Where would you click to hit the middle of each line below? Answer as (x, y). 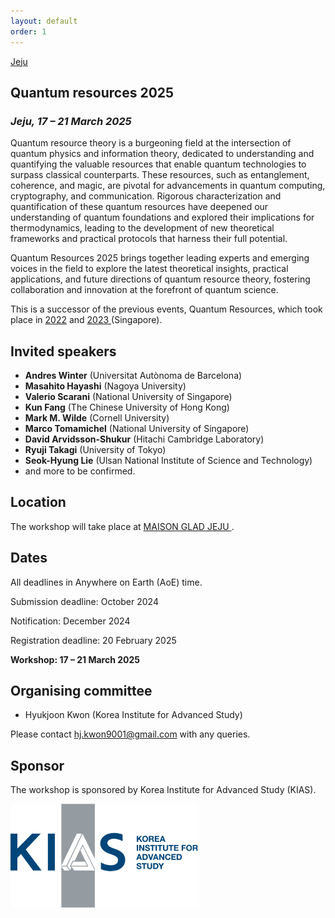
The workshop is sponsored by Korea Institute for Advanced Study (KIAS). (163, 790)
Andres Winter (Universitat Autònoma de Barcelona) (133, 375)
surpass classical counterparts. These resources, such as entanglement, (160, 175)
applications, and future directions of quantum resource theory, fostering (160, 279)
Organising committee (81, 691)
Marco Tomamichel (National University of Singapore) (137, 428)
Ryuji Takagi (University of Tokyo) (95, 449)
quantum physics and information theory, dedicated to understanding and (162, 154)
